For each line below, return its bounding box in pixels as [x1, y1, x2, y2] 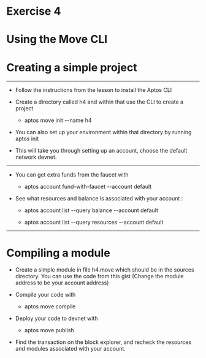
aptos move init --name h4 [24, 116, 92, 124]
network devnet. [15, 153, 57, 161]
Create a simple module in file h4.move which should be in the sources [15, 266, 194, 273]
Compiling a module [6, 246, 110, 260]
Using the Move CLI [6, 32, 108, 47]
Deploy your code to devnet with [15, 314, 98, 322]
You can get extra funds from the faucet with [15, 171, 129, 178]
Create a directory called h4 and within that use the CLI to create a [15, 98, 184, 105]
